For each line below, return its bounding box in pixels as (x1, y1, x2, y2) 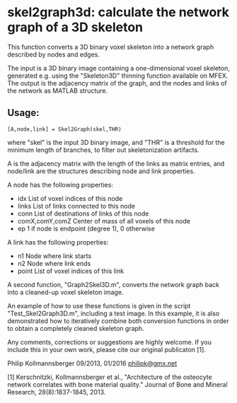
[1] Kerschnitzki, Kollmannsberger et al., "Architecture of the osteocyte (7, 373, 212, 381)
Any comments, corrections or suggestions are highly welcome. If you (7, 337, 212, 346)
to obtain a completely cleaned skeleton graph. (7, 324, 144, 332)
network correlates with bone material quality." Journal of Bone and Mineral (7, 380, 228, 389)
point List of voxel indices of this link (17, 267, 125, 275)
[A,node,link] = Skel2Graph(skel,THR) (7, 125, 122, 133)
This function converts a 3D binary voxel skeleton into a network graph (7, 42, 214, 51)
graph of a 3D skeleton (7, 19, 144, 35)
